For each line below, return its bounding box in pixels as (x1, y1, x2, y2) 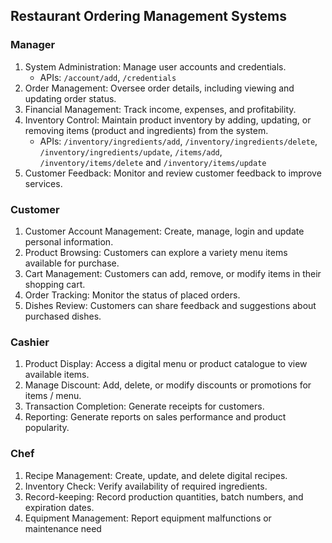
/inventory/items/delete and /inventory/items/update (39, 156, 267, 168)
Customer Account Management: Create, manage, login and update (24, 225, 305, 237)
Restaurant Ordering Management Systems (10, 8, 287, 25)
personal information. (24, 235, 114, 248)
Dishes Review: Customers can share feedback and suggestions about (24, 299, 317, 311)
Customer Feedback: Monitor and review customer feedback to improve (24, 167, 322, 179)
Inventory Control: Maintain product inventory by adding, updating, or (24, 114, 312, 126)
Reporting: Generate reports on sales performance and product (24, 411, 287, 423)
